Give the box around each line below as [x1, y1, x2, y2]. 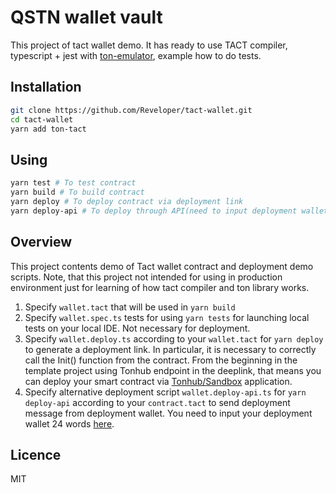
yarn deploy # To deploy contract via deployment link [10, 196, 244, 206]
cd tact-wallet [10, 114, 74, 125]
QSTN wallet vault [10, 6, 163, 29]
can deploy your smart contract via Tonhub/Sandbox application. [24, 375, 293, 387]
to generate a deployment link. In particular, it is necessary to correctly [24, 343, 317, 355]
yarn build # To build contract [10, 187, 145, 198]
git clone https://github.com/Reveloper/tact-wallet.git [10, 105, 253, 115]
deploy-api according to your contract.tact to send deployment [24, 396, 291, 408]
